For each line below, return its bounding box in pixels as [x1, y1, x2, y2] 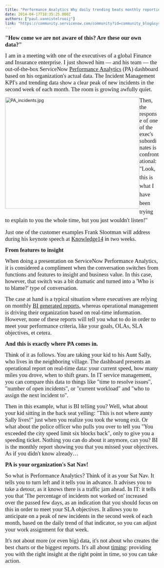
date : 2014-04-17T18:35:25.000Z [5, 12, 71, 17]
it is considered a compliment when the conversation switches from [5, 264, 159, 271]
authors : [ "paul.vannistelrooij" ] [5, 16, 76, 21]
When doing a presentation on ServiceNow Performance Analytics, [5, 258, 158, 265]
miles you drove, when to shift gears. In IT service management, [5, 371, 152, 379]
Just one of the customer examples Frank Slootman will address [5, 229, 150, 236]
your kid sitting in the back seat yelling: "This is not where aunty [5, 410, 153, 417]
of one [143, 117, 158, 124]
